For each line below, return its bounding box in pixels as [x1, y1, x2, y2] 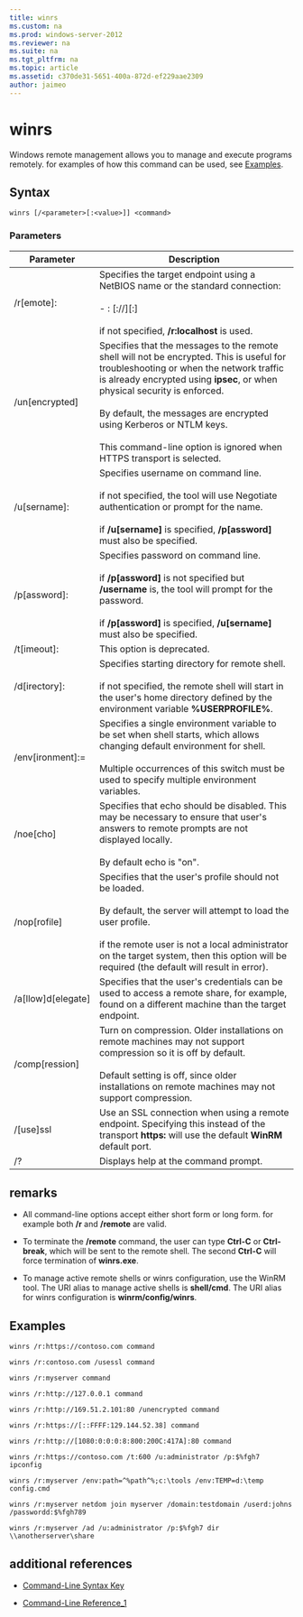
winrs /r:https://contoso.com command [9, 1342, 155, 1352]
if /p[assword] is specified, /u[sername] [98, 616, 272, 629]
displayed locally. [98, 833, 173, 845]
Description [168, 253, 220, 265]
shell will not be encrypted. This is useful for [98, 350, 287, 363]
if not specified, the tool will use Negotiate [98, 489, 278, 502]
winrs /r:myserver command [9, 1373, 111, 1383]
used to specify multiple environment [98, 773, 257, 786]
